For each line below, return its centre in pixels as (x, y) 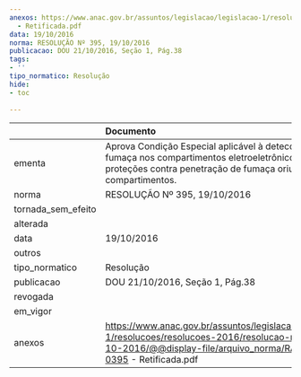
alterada (31, 224)
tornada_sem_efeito (55, 209)
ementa (30, 163)
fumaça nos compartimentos (166, 158)
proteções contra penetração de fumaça (190, 169)
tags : (19, 59)
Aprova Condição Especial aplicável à (184, 146)
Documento (131, 131)
